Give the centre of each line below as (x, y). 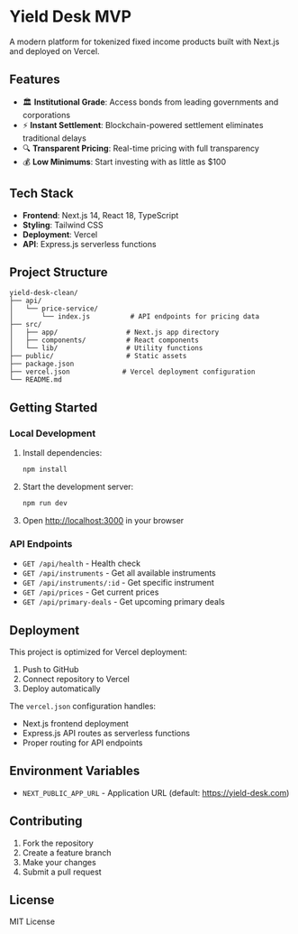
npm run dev (45, 503)
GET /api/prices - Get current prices (90, 592)
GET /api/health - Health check (81, 564)
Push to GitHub (50, 669)
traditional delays (54, 138)
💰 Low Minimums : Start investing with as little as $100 (124, 162)
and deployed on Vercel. (55, 51)
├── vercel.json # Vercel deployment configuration (132, 372)
